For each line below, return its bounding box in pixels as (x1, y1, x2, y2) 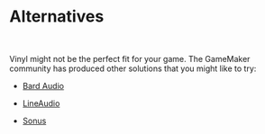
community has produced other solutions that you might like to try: (9, 63, 257, 74)
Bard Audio (22, 80, 65, 91)
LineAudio (22, 97, 60, 109)
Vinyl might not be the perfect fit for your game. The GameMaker (9, 53, 251, 64)
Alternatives (9, 6, 105, 27)
